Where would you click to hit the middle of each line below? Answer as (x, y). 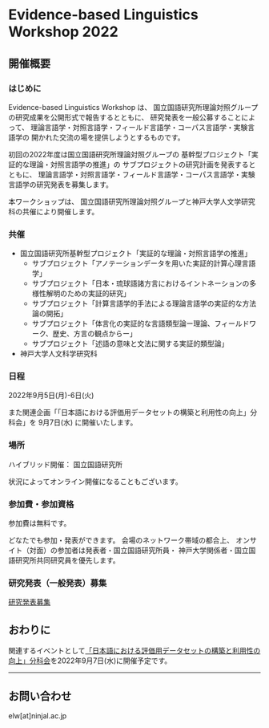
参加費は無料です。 (40, 523)
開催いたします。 (109, 422)
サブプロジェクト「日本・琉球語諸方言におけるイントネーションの (141, 283)
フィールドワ (235, 323)
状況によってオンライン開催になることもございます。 (95, 481)
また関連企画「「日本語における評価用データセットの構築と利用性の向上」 (129, 413)
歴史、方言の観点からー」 (95, 334)
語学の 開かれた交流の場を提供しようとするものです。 (97, 137)
